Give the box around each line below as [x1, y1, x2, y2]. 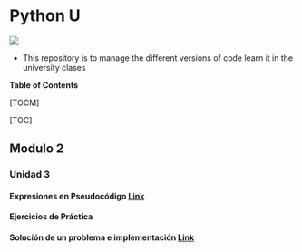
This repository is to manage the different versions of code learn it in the [22, 52, 293, 63]
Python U [9, 5, 81, 26]
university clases [22, 62, 86, 73]
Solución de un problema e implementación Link [9, 232, 195, 243]
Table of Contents [9, 79, 79, 91]
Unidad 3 [9, 169, 51, 181]
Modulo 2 [9, 141, 64, 157]
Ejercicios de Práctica [9, 211, 93, 222]
